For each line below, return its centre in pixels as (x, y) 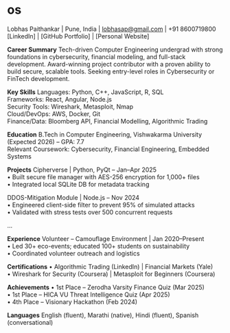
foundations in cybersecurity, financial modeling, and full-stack (96, 56)
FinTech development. (38, 78)
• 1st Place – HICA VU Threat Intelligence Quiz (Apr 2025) (89, 295)
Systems (20, 156)
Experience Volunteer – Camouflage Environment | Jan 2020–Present (106, 238)
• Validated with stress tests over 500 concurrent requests (90, 212)
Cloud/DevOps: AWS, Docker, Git (54, 114)
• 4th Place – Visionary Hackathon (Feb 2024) (72, 301)
